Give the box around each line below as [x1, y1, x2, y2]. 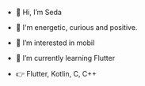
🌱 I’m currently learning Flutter [15, 54, 116, 62]
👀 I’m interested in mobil [15, 38, 95, 47]
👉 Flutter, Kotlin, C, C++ [15, 69, 97, 78]
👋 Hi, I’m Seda [15, 8, 62, 17]
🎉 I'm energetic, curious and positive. [15, 23, 138, 32]
